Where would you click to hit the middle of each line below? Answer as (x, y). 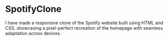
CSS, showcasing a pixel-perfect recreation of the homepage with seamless (84, 28)
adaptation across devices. (33, 33)
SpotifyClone (33, 9)
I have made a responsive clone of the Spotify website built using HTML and (84, 23)
